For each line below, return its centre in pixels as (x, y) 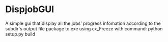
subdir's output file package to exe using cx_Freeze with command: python (84, 28)
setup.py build (20, 34)
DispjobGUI (30, 9)
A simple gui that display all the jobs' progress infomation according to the (83, 23)
